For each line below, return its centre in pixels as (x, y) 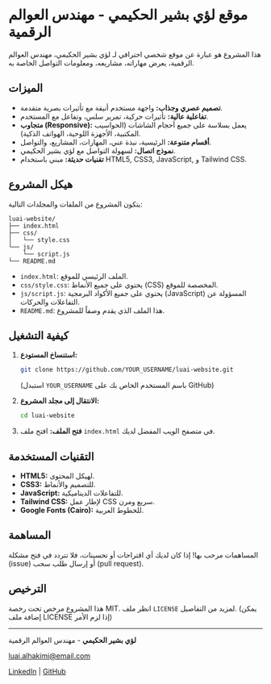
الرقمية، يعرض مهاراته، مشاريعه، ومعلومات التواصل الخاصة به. (102, 63)
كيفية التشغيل (39, 335)
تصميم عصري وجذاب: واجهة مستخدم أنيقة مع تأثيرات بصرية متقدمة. (121, 107)
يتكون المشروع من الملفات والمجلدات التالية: (75, 204)
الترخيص (27, 589)
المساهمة (29, 535)
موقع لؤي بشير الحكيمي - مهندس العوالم (128, 15)
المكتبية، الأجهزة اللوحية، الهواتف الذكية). (80, 133)
